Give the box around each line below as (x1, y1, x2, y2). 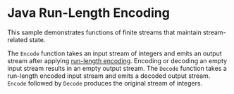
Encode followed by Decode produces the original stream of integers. (7, 79, 203, 87)
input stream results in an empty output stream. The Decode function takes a (7, 64, 227, 72)
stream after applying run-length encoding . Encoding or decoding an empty (7, 56, 228, 65)
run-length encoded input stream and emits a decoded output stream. (7, 72, 211, 80)
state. (29, 35, 46, 43)
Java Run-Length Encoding (7, 5, 171, 21)
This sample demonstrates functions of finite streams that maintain (7, 28, 202, 36)
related (7, 35, 28, 43)
